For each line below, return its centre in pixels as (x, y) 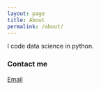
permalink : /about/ (36, 26)
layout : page (26, 13)
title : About (26, 20)
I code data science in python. (50, 46)
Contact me (28, 64)
